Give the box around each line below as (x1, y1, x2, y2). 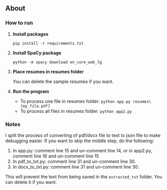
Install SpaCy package (12, 49, 62, 56)
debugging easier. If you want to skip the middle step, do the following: (5, 138, 154, 144)
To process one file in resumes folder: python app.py (20, 98, 131, 104)
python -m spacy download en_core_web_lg (12, 60, 102, 65)
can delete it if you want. (5, 179, 57, 185)
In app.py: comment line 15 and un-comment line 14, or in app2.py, (12, 147, 153, 153)
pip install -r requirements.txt (12, 41, 84, 46)
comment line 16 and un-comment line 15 (12, 153, 99, 159)
